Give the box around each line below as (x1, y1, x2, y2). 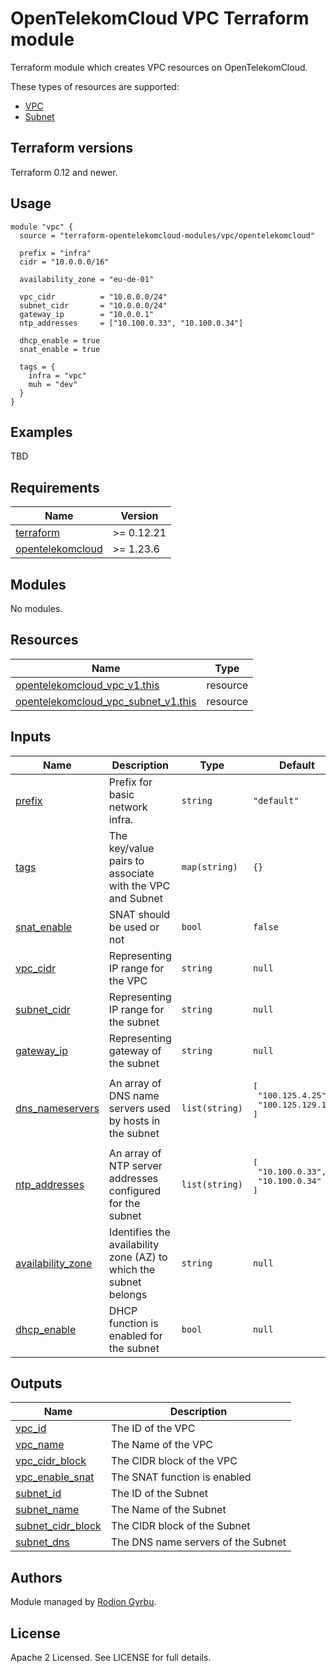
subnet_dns (15, 1535, 70, 1549)
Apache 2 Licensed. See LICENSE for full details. (10, 1652, 212, 1664)
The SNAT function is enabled (110, 1470, 252, 1484)
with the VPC (108, 878, 171, 892)
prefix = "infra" (19, 248, 92, 258)
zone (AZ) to (108, 1250, 168, 1264)
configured (108, 1183, 161, 1197)
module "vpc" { (10, 222, 74, 232)
